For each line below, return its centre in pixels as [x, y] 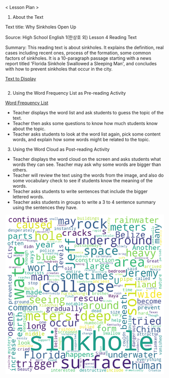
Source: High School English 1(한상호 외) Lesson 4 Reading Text [71, 37]
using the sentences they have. [45, 207]
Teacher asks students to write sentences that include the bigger [80, 191]
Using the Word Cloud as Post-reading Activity [61, 149]
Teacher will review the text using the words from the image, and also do [88, 175]
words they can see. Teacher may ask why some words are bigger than [87, 164]
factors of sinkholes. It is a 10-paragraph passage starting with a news [78, 58]
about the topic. [29, 129]
